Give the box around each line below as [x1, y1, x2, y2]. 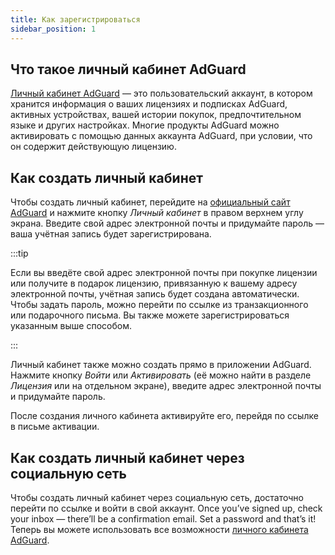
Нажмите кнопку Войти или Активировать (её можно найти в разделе [10, 369, 312, 381]
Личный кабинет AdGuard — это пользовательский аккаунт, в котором [10, 87, 313, 100]
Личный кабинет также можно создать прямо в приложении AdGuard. [10, 359, 312, 371]
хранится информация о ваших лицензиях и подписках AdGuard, [10, 98, 288, 110]
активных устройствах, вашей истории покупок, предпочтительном [10, 109, 302, 121]
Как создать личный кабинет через [10, 449, 245, 466]
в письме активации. [10, 421, 100, 433]
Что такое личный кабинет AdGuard [10, 61, 247, 78]
